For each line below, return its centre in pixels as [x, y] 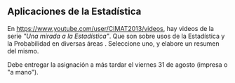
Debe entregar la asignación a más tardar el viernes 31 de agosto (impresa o [117, 64]
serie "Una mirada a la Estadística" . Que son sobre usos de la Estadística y [116, 36]
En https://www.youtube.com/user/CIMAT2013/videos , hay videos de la [110, 28]
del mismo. [23, 51]
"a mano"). [23, 72]
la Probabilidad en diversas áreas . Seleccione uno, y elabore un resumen [113, 43]
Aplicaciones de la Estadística [74, 12]
